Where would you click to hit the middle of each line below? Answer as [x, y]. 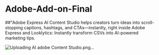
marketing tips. [20, 38]
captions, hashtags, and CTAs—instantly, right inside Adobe [84, 27]
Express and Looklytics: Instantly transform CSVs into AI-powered [72, 33]
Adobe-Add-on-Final [49, 9]
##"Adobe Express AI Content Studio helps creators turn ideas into [73, 22]
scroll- [148, 22]
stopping [14, 27]
